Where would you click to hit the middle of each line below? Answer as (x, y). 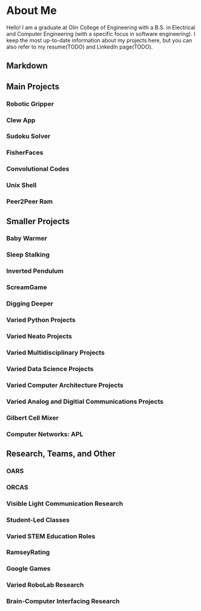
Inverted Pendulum (35, 271)
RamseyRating (28, 552)
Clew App (21, 120)
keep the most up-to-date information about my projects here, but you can (99, 40)
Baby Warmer (27, 239)
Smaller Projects (38, 221)
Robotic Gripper (30, 104)
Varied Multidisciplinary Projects (55, 352)
